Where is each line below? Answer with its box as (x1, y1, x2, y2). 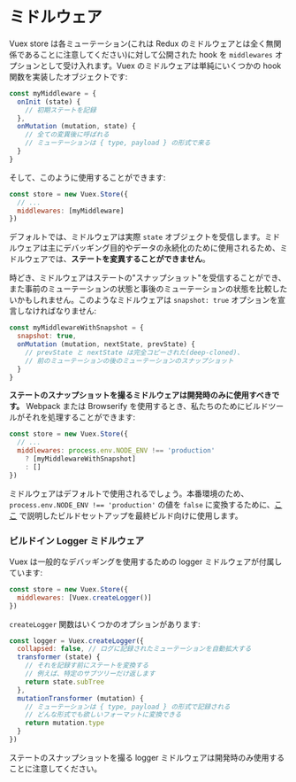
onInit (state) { (17, 97, 81, 106)
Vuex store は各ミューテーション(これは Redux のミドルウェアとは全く (9, 38, 267, 49)
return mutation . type (25, 718, 104, 728)
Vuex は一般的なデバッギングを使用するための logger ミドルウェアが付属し (9, 556, 283, 567)
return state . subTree (25, 677, 104, 686)
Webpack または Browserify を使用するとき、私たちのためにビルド (26, 401, 269, 412)
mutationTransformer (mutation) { (17, 693, 144, 703)
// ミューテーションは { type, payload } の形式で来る (25, 138, 211, 148)
